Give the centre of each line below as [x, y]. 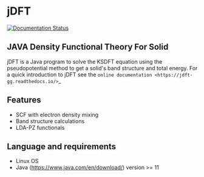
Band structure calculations [50, 121]
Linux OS [27, 161]
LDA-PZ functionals [40, 127]
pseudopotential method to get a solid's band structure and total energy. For [102, 68]
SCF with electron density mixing [57, 115]
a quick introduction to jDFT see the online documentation [80, 75]
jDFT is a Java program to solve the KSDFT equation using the [85, 61]
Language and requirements [62, 146]
